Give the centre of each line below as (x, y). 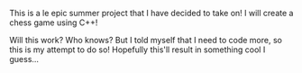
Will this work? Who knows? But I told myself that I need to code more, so (146, 40)
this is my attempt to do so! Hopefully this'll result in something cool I (137, 50)
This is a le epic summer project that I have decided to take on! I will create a (151, 13)
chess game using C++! (54, 23)
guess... (24, 59)
